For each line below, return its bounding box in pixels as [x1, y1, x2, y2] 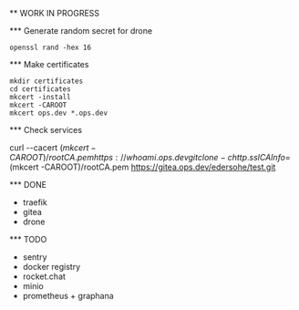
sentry [22, 252, 47, 263]
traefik [22, 197, 47, 208]
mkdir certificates [9, 77, 84, 86]
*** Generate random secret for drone [9, 26, 153, 36]
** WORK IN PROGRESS [9, 8, 100, 18]
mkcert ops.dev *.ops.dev [9, 108, 108, 118]
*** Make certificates [9, 59, 89, 69]
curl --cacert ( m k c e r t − [9, 142, 97, 153]
